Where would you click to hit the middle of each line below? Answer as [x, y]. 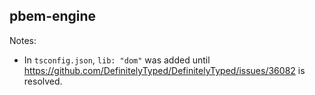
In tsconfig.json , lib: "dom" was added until [117, 60]
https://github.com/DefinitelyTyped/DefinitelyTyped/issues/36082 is [164, 70]
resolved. [43, 81]
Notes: [23, 40]
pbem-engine [53, 16]
